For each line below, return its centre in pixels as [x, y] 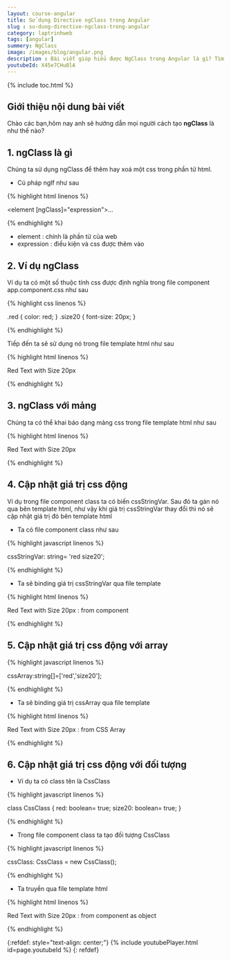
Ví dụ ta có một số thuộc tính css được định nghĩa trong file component [109, 282]
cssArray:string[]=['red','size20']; [55, 675]
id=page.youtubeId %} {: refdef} [53, 950]
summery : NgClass [32, 46]
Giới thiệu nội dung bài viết [66, 107]
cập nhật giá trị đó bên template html [60, 516]
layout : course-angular [41, 14]
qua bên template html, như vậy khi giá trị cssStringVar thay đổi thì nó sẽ [111, 509]
